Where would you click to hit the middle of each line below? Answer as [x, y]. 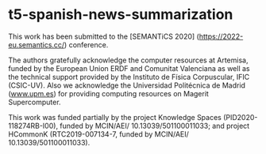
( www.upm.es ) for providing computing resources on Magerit [108, 93]
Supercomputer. [35, 102]
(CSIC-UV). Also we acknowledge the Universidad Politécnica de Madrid [127, 85]
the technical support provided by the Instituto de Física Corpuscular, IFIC [129, 77]
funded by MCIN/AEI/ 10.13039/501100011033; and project [154, 126]
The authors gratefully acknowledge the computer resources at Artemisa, [128, 60]
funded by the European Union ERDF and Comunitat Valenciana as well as [129, 68]
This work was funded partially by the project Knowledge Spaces [115, 117]
